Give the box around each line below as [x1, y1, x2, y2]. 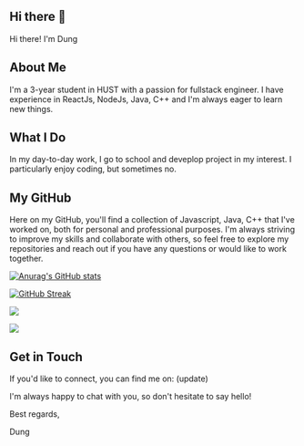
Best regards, [9, 409, 60, 420]
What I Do [9, 130, 66, 146]
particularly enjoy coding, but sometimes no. [9, 163, 177, 174]
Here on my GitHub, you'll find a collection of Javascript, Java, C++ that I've [9, 214, 296, 225]
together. [9, 253, 44, 264]
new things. [9, 103, 54, 114]
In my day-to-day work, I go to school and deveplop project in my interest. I [9, 154, 292, 165]
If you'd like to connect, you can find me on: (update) [9, 373, 209, 384]
